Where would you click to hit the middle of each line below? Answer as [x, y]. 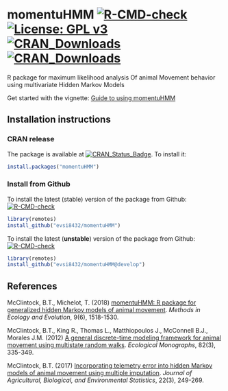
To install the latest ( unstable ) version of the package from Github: [101, 238]
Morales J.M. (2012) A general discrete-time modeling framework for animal [114, 338]
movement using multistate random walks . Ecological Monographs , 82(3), [111, 345]
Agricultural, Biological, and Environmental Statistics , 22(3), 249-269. [105, 380]
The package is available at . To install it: [97, 154]
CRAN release [31, 139]
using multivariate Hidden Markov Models [66, 84]
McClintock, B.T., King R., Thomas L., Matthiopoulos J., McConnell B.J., [107, 331]
